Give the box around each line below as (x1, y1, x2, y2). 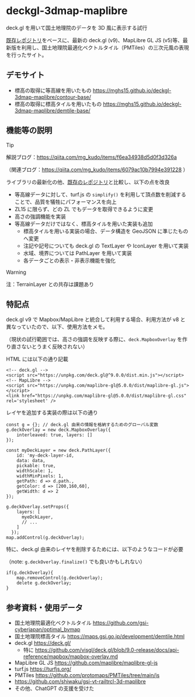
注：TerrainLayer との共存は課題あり (6, 280, 95, 288)
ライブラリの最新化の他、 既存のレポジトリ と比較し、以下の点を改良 (6, 178, 170, 185)
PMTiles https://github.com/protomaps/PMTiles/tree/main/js (14, 672, 160, 679)
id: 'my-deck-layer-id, (16, 453, 75, 458)
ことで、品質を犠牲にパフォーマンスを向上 (14, 198, 117, 205)
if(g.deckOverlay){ (6, 570, 54, 576)
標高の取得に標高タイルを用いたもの (14, 100, 102, 107)
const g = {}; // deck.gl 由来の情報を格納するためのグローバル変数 (6, 422, 159, 428)
